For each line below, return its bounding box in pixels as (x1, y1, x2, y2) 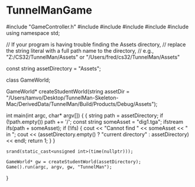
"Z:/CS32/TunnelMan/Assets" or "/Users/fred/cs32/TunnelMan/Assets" (6, 53, 180, 60)
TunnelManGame (6, 4, 93, 17)
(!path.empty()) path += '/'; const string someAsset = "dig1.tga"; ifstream (6, 118, 184, 125)
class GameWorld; (6, 76, 51, 83)
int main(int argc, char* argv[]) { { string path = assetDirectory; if (6, 112, 164, 119)
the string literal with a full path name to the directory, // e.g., (6, 47, 154, 54)
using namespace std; (6, 29, 60, 36)
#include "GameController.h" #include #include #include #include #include (6, 23, 189, 30)
